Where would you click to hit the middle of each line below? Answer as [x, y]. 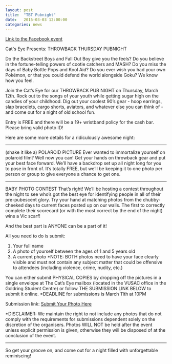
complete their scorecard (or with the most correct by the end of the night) [84, 211]
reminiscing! [18, 356]
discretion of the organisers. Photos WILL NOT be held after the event [79, 325]
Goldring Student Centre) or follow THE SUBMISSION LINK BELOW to [78, 289]
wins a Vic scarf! [23, 216]
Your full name [28, 246]
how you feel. [20, 80]
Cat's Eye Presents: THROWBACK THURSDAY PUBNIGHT [66, 49]
